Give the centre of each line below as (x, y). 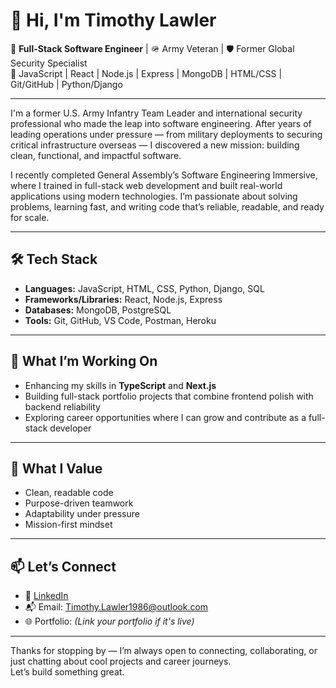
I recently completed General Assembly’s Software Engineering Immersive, (164, 175)
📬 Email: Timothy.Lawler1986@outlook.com (116, 607)
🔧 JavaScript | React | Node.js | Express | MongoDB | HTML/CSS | (146, 73)
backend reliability (62, 406)
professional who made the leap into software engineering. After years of (161, 123)
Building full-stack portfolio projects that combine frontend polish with (169, 396)
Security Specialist (49, 63)
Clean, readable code (69, 493)
